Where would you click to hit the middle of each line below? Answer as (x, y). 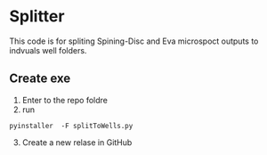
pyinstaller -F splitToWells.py (71, 126)
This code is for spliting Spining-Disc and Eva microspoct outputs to (134, 41)
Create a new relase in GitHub (77, 142)
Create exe (40, 79)
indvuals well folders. (48, 50)
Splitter (37, 16)
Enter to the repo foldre (65, 100)
